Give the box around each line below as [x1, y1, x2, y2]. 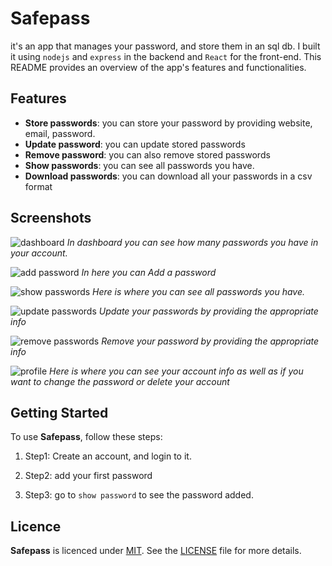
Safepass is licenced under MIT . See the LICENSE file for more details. [10, 545, 302, 557]
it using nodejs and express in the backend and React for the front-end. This [10, 50, 322, 62]
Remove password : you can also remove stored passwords [24, 148, 271, 161]
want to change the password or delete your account [10, 375, 230, 387]
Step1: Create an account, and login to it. [24, 450, 192, 462]
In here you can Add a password [81, 266, 217, 278]
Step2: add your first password [24, 470, 153, 482]
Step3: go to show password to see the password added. [24, 489, 254, 501]
